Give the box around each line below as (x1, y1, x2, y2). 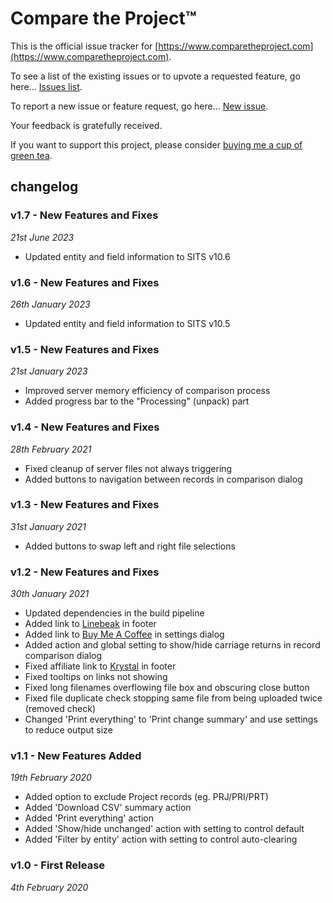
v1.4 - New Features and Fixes (10, 420, 160, 434)
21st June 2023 (10, 231, 75, 243)
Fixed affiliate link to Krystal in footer (24, 660, 177, 672)
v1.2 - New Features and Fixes (10, 565, 160, 579)
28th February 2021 (10, 443, 92, 455)
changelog (10, 178, 79, 196)
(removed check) (24, 703, 96, 715)
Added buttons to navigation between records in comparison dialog (24, 473, 303, 485)
